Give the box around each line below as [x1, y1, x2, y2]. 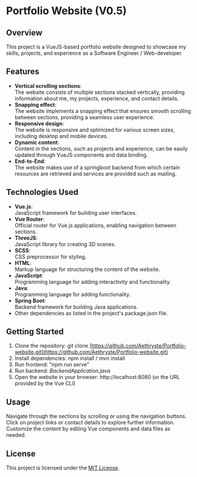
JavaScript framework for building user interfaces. [14, 209, 137, 216]
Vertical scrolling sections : [14, 82, 82, 89]
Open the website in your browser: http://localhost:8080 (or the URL [14, 374, 181, 381]
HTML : [14, 259, 32, 266]
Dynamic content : [14, 139, 60, 146]
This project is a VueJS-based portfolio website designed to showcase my [6, 43, 186, 50]
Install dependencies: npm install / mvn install [14, 355, 125, 362]
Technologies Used [6, 187, 78, 197]
